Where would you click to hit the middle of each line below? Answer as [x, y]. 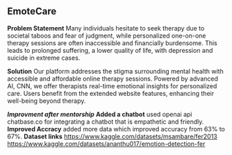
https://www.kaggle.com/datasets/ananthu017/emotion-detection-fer [106, 144]
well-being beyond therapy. [47, 101]
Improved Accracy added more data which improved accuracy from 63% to [116, 129]
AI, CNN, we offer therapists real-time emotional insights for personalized [112, 85]
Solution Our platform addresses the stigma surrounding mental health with [115, 71]
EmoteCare [32, 11]
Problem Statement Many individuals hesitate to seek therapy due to [106, 28]
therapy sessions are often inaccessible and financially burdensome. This [112, 43]
